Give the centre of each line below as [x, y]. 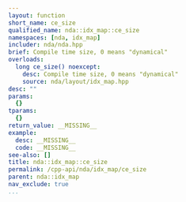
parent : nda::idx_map [44, 177]
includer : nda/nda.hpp [46, 45]
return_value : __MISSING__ [53, 125]
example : [23, 133]
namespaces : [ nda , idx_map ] [55, 37]
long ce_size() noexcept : [58, 67]
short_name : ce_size [42, 23]
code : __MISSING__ [46, 148]
